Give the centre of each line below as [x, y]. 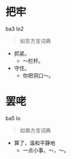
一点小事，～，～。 [46, 150]
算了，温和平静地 [35, 143]
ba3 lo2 [15, 29]
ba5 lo [13, 118]
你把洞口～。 [38, 75]
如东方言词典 [35, 41]
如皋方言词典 [35, 130]
